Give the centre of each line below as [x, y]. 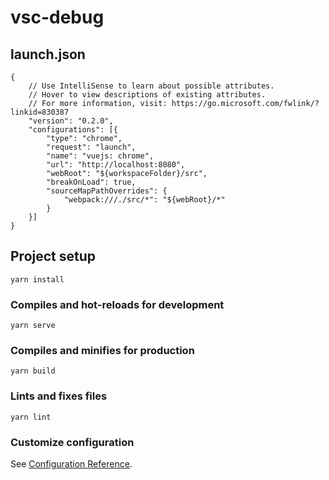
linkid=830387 [40, 112]
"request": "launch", [91, 147]
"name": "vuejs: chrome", [100, 156]
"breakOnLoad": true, [91, 182]
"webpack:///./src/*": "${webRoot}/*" [144, 200]
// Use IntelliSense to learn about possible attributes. [151, 86]
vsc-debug [57, 17]
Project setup [53, 256]
